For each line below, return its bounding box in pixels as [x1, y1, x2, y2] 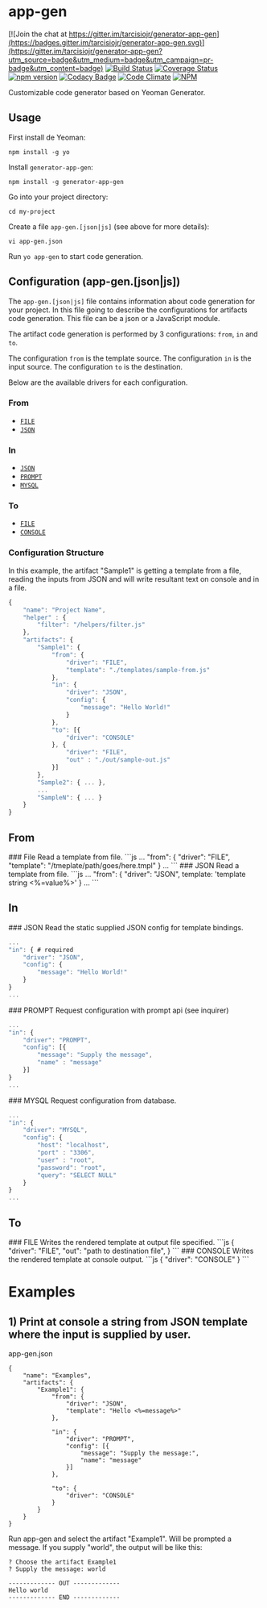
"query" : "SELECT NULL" [37, 1171, 117, 1180]
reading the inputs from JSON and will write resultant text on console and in [8, 574, 260, 583]
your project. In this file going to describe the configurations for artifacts [8, 305, 248, 315]
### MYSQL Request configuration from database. [8, 1096, 177, 1105]
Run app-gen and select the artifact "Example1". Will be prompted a [8, 1534, 232, 1543]
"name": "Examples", [23, 1371, 92, 1380]
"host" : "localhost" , [37, 1141, 110, 1150]
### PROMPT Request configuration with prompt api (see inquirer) [8, 1005, 229, 1015]
